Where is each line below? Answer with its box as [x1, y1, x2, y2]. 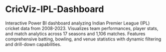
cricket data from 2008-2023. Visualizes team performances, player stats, [5, 25, 158, 31]
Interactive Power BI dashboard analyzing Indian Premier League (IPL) [5, 20, 150, 26]
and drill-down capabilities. [5, 41, 62, 47]
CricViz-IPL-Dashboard [5, 3, 104, 15]
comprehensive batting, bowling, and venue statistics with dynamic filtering [5, 36, 161, 42]
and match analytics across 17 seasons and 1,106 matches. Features [5, 30, 145, 36]
